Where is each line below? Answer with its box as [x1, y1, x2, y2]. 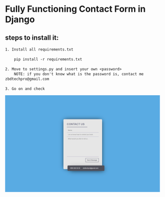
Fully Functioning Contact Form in [5, 3, 146, 15]
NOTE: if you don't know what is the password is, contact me [14, 72, 144, 77]
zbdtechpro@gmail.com [5, 77, 50, 82]
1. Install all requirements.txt [5, 47, 74, 52]
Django [5, 14, 35, 25]
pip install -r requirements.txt [14, 57, 82, 62]
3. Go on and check [5, 86, 45, 91]
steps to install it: [5, 33, 59, 42]
